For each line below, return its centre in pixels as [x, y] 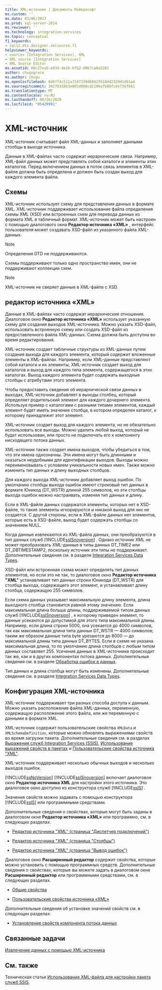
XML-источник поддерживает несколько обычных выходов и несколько [80, 763]
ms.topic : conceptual [27, 37]
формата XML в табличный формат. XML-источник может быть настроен [81, 219]
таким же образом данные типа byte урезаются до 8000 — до [70, 636]
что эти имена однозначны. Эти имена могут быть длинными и [71, 455]
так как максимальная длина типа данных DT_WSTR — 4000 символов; [79, 630]
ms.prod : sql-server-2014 [31, 23]
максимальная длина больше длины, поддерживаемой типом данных [78, 610]
